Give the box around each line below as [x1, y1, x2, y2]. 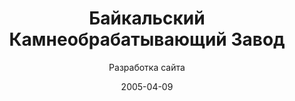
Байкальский [88, 7, 206, 30]
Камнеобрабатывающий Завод [8, 28, 286, 51]
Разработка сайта [108, 61, 186, 73]
